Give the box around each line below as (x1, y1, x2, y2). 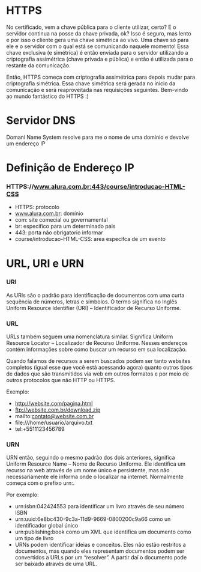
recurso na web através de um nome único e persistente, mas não (6, 467, 170, 474)
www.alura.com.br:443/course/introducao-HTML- (34, 182, 185, 190)
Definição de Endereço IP (6, 161, 135, 175)
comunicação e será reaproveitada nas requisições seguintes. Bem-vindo (6, 86, 188, 93)
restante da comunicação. (6, 61, 71, 69)
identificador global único (14, 522, 79, 529)
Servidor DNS (6, 114, 76, 127)
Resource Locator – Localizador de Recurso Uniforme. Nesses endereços (6, 339, 188, 347)
